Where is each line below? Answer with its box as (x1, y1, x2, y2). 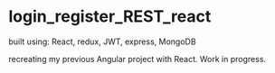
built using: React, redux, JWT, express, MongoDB (8, 36, 196, 47)
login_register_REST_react (8, 6, 212, 27)
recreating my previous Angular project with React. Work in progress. (8, 53, 267, 64)
